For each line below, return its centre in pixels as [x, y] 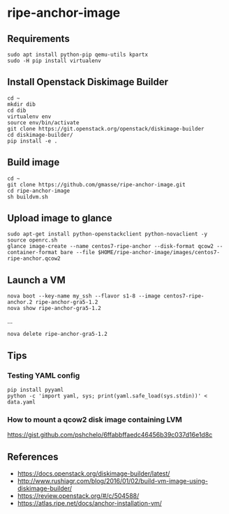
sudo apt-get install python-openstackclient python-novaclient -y [108, 234]
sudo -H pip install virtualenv [54, 61]
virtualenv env [29, 117]
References [33, 456]
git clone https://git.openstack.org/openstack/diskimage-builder [106, 128]
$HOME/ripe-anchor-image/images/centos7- [158, 253]
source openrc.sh [32, 240]
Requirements [38, 39]
